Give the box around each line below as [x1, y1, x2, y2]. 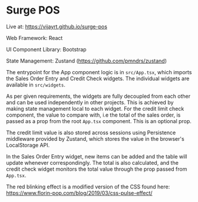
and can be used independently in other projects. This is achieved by [6, 98, 174, 106]
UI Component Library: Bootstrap [6, 45, 87, 53]
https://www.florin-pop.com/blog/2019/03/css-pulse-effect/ [6, 189, 153, 196]
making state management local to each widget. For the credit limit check [6, 105, 184, 112]
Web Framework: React [6, 34, 63, 41]
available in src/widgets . [6, 81, 66, 88]
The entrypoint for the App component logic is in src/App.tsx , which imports [6, 68, 192, 75]
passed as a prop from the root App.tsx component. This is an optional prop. [6, 117, 192, 124]
